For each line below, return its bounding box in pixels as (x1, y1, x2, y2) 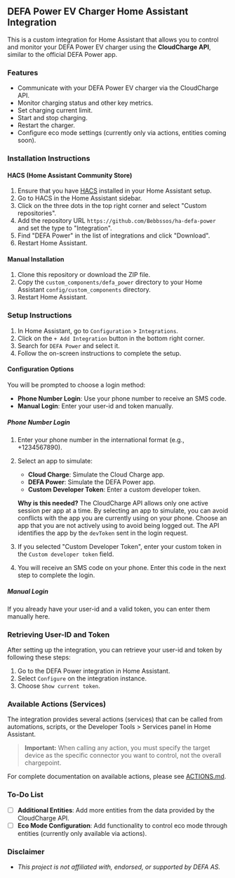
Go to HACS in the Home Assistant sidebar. (17, 194, 142, 202)
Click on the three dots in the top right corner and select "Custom (17, 202, 207, 210)
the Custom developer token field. (17, 550, 114, 558)
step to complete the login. (17, 571, 95, 579)
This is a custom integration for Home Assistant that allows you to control (7, 35, 219, 44)
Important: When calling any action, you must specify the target (24, 744, 210, 752)
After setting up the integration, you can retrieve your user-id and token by (7, 646, 222, 654)
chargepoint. (24, 758, 62, 767)
